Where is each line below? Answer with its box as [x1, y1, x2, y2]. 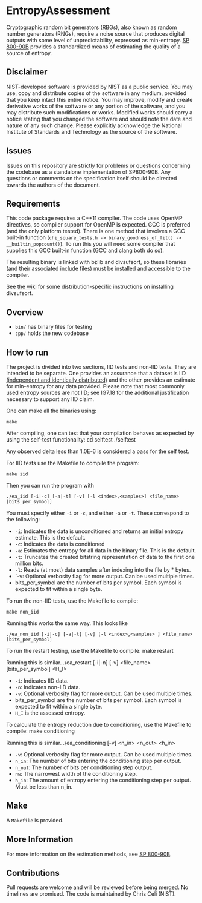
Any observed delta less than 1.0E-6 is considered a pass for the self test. [6, 448, 190, 455]
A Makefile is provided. [6, 816, 64, 824]
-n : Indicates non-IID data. [14, 684, 80, 690]
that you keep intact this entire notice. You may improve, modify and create [6, 96, 193, 103]
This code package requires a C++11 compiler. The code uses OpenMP [6, 214, 183, 222]
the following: [6, 516, 40, 523]
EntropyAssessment [6, 4, 110, 18]
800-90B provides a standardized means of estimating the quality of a [6, 43, 181, 50]
